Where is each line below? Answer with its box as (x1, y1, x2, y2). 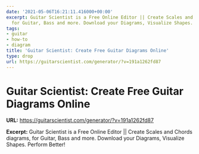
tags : (6, 25, 20, 32)
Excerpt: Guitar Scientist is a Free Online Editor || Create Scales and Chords (6, 128, 192, 135)
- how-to (6, 36, 28, 42)
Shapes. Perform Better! (6, 141, 66, 148)
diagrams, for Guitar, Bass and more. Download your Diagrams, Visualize (6, 135, 185, 142)
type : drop (6, 53, 33, 59)
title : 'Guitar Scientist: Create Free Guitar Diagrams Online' (6, 48, 169, 54)
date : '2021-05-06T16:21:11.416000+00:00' (6, 8, 113, 15)
